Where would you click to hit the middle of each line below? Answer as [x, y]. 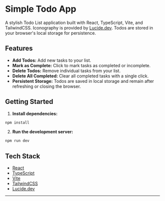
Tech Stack [23, 156]
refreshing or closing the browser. [46, 86]
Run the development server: [43, 132]
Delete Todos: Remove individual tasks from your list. [66, 71]
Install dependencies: [35, 113]
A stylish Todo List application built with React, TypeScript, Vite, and [74, 23]
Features [19, 48]
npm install [17, 123]
